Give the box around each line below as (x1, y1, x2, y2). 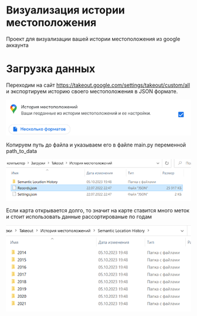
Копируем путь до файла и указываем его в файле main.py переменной (6, 141, 186, 148)
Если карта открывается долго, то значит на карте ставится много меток (6, 206, 189, 214)
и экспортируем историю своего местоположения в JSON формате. (6, 87, 178, 94)
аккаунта (6, 42, 29, 49)
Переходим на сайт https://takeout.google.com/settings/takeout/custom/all (6, 81, 191, 89)
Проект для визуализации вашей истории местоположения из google (6, 35, 181, 42)
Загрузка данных (6, 62, 96, 76)
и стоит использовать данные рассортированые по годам (6, 213, 152, 220)
